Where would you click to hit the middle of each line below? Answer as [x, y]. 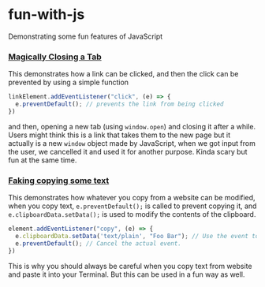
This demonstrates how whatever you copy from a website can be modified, [132, 198]
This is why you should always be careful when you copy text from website [130, 266]
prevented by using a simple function [68, 82]
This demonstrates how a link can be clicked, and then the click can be [123, 74]
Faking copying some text [59, 181]
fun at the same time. [43, 160]
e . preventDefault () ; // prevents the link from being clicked [119, 104]
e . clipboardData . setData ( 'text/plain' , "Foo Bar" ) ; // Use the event [132, 237]
